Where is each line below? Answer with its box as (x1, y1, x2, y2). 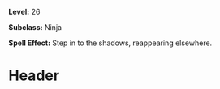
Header (8, 66, 59, 85)
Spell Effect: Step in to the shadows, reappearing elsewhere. (8, 38, 213, 48)
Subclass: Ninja (8, 23, 63, 32)
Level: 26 (8, 7, 41, 16)
